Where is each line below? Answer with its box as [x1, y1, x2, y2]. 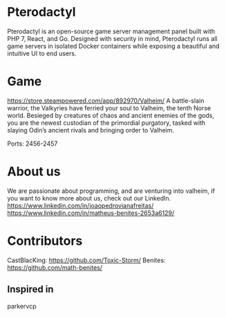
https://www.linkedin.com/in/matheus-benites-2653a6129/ [7, 209, 175, 217]
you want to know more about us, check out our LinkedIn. [7, 194, 171, 202]
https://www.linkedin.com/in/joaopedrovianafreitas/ [7, 201, 154, 209]
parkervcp [7, 302, 37, 310]
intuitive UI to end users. [7, 49, 77, 58]
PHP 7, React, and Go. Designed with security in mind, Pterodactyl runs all [7, 34, 218, 42]
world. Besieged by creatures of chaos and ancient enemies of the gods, [7, 111, 214, 119]
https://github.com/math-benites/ [7, 263, 102, 271]
